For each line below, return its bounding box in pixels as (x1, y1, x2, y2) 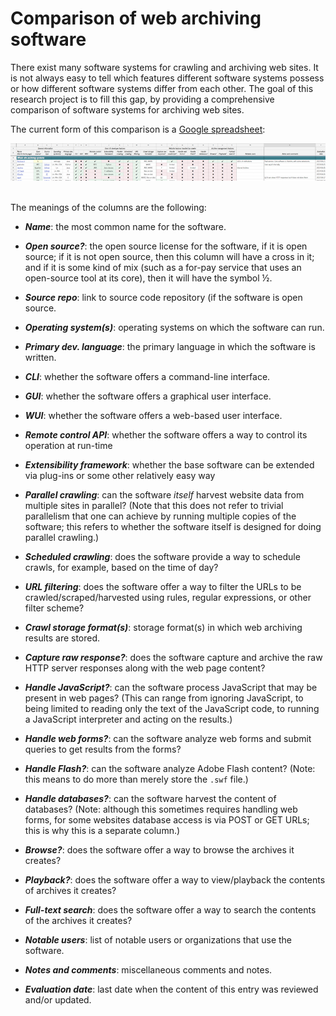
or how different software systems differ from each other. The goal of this (10, 82, 314, 94)
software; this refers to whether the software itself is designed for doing (24, 521, 322, 533)
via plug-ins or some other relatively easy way (24, 470, 216, 482)
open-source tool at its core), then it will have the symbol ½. (24, 272, 273, 284)
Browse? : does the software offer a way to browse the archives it (24, 844, 295, 856)
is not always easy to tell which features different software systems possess (10, 72, 325, 84)
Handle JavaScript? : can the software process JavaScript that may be (24, 682, 318, 694)
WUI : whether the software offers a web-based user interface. (24, 410, 283, 422)
